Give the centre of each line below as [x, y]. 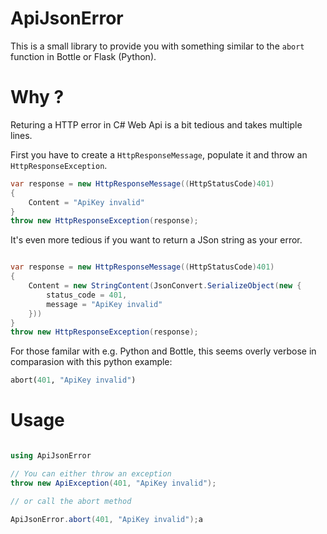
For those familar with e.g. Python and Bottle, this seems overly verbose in [163, 351]
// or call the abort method [71, 501]
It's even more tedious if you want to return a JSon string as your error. [156, 240]
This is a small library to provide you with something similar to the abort [157, 46]
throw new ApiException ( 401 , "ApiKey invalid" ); [113, 483]
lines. [21, 135]
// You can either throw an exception [91, 473]
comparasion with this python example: [91, 362]
